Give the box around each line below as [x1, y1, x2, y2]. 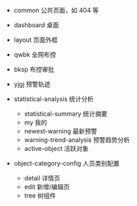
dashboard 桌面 [13, 21, 59, 29]
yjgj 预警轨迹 [13, 80, 51, 88]
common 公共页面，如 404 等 [13, 6, 99, 14]
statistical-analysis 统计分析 [13, 95, 94, 103]
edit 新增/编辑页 [24, 183, 70, 191]
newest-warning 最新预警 [24, 127, 97, 135]
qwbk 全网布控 [13, 51, 57, 58]
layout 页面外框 [13, 35, 58, 44]
